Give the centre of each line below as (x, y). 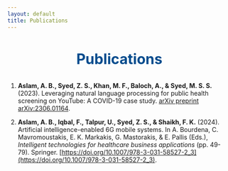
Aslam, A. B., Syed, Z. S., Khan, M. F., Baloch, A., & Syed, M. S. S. (115, 86)
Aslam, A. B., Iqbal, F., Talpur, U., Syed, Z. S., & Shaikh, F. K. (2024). (119, 122)
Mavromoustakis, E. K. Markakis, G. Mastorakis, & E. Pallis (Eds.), (113, 137)
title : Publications (38, 21)
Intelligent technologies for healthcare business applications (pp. (113, 145)
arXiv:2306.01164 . (44, 109)
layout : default (31, 14)
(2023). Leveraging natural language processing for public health (113, 94)
